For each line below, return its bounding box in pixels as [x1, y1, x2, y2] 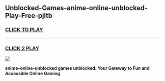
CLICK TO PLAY [5, 27, 43, 33]
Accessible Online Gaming [5, 70, 60, 76]
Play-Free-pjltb [5, 12, 53, 20]
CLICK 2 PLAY [5, 45, 39, 52]
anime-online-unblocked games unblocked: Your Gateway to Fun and [5, 65, 150, 71]
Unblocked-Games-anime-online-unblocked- [5, 4, 148, 12]
